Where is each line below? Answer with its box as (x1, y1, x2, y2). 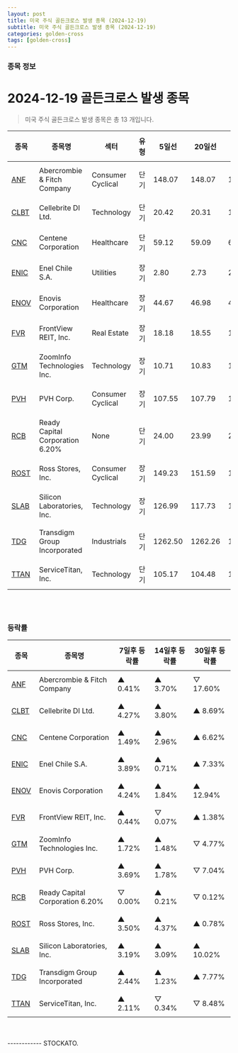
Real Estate (91, 328, 129, 338)
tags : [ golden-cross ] (7, 37, 72, 44)
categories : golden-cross (7, 30, 84, 38)
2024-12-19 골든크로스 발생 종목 (7, 90, 190, 106)
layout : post (7, 10, 46, 18)
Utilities (91, 268, 117, 277)
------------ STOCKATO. (7, 1039, 79, 1047)
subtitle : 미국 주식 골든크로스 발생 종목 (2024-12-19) (7, 23, 157, 31)
